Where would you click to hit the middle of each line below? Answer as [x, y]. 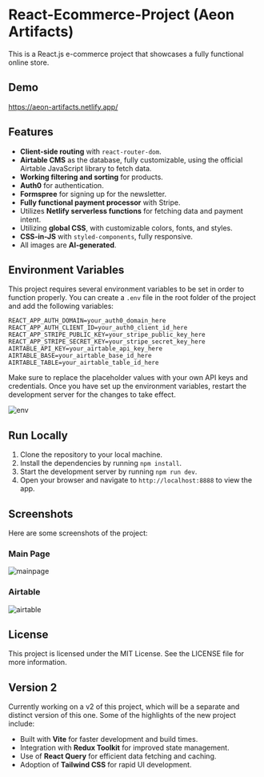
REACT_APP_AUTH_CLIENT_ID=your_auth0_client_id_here [98, 328]
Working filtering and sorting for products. [92, 177]
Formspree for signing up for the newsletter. [93, 194]
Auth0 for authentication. [62, 185]
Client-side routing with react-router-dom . [90, 151]
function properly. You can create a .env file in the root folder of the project [132, 298]
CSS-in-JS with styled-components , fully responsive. [106, 236]
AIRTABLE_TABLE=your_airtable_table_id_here [84, 363]
